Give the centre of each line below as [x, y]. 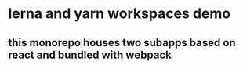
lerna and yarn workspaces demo [120, 14]
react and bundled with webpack [90, 54]
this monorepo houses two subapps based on [122, 43]
